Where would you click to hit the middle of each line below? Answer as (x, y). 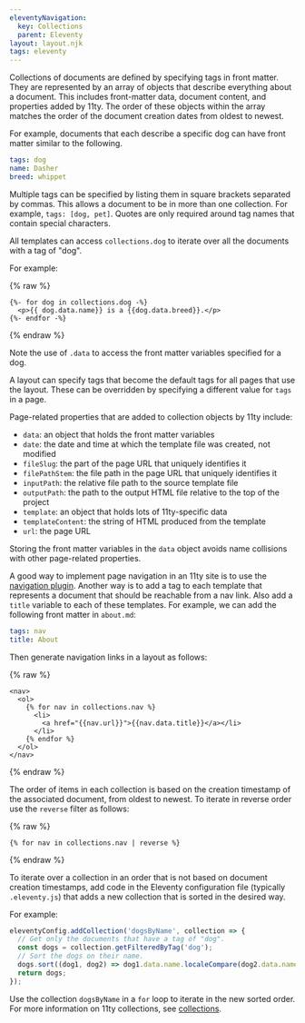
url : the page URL (56, 531)
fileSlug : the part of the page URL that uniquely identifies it (134, 463)
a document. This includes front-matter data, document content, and (138, 97)
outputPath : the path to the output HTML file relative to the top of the (151, 492)
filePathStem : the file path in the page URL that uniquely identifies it (150, 472)
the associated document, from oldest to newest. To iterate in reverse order (151, 799)
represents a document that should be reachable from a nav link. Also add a (151, 595)
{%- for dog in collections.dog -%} (79, 302)
